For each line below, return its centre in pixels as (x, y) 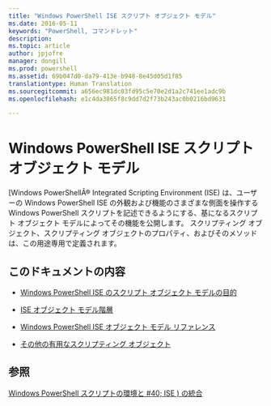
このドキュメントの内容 (67, 271)
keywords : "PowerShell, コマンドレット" (73, 31)
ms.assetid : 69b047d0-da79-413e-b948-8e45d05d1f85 (95, 76)
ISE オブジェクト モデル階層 (66, 310)
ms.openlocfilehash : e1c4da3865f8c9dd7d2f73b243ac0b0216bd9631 (117, 99)
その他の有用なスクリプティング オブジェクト (95, 344)
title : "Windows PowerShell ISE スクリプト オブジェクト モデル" (112, 16)
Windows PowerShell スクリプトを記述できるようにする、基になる (119, 213)
